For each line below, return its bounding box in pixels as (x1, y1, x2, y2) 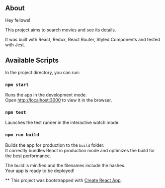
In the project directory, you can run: (5, 69, 80, 75)
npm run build (5, 132, 39, 138)
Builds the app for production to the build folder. (5, 142, 105, 148)
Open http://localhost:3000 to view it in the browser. (5, 97, 112, 103)
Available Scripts (5, 56, 59, 65)
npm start (5, 82, 29, 88)
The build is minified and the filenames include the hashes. (5, 162, 126, 168)
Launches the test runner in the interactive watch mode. (5, 119, 120, 126)
